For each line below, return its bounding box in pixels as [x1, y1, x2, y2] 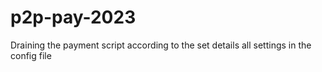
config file [10, 49, 52, 61]
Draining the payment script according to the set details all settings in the [10, 39, 312, 51]
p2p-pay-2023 [10, 6, 137, 29]
